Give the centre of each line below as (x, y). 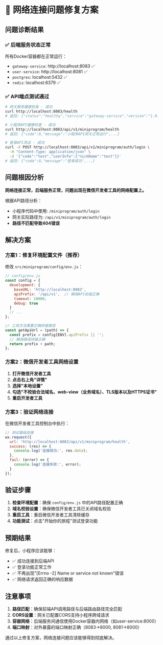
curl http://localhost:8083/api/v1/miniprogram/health (62, 129)
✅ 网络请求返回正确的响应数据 (43, 579)
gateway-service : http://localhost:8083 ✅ (54, 66)
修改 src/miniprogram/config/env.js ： (44, 267)
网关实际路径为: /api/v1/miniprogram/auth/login (61, 217)
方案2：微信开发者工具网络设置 (42, 362)
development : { (25, 285)
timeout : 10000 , (31, 299)
